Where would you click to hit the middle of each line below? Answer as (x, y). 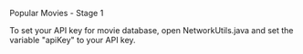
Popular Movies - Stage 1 (57, 13)
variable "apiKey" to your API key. (73, 40)
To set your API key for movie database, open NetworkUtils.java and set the (151, 30)
